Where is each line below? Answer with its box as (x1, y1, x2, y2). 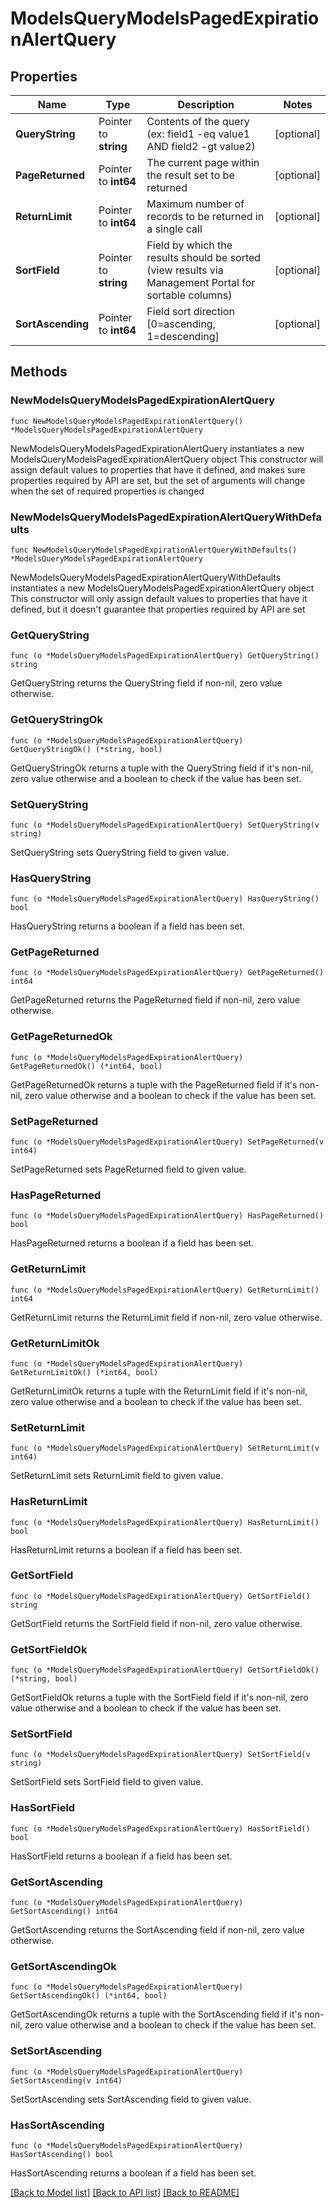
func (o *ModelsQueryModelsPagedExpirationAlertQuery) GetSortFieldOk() (10, 1665, 320, 1676)
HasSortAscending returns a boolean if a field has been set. (10, 2167, 257, 2179)
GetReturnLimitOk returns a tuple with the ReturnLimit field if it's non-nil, (10, 1385, 308, 1397)
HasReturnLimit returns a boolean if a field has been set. (10, 1543, 243, 1556)
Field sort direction (146, 305, 235, 318)
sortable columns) (146, 288, 233, 302)
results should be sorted (146, 251, 262, 264)
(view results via (146, 263, 224, 277)
